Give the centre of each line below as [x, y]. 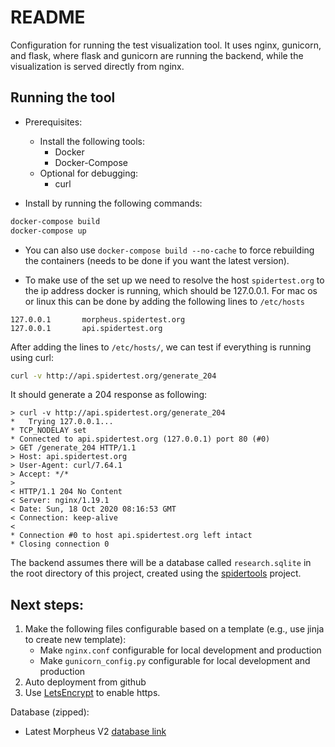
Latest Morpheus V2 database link [95, 732]
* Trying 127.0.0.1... [62, 422]
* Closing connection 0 [60, 544]
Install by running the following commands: [113, 203]
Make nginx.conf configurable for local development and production [180, 650]
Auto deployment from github [85, 682]
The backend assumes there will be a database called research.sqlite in [161, 563]
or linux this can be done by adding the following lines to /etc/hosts [164, 301]
